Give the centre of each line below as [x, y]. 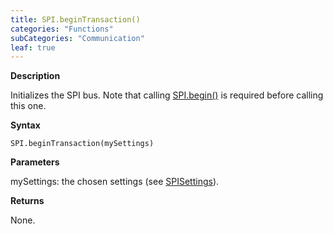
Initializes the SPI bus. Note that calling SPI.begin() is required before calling [167, 95]
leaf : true [33, 47]
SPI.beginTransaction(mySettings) [82, 144]
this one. [28, 106]
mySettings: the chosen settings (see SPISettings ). [115, 182]
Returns [27, 201]
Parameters [35, 162]
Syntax [25, 125]
